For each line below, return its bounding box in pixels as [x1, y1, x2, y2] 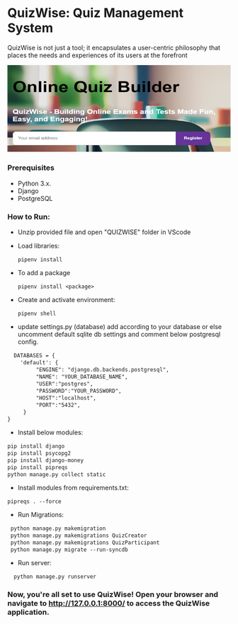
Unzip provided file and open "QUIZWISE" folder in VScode [17, 228, 191, 236]
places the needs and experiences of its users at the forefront [7, 51, 188, 59]
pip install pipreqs [7, 464, 69, 471]
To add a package [17, 269, 71, 277]
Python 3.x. [17, 179, 52, 187]
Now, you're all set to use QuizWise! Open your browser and [7, 589, 218, 599]
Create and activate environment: [17, 296, 115, 304]
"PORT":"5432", [35, 402, 81, 409]
